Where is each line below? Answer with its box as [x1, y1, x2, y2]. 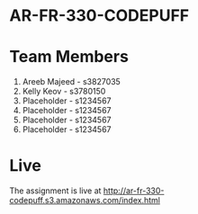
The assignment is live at [9, 185, 102, 196]
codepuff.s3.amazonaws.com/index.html [9, 195, 160, 206]
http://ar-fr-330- [103, 185, 165, 196]
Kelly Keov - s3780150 [22, 86, 106, 97]
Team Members [9, 47, 129, 67]
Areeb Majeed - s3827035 [22, 76, 121, 87]
